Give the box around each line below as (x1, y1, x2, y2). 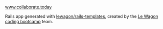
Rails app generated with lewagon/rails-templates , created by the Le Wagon (5, 14, 158, 19)
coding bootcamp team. (5, 19, 53, 24)
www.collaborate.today (5, 4, 52, 10)
